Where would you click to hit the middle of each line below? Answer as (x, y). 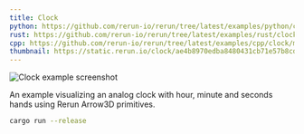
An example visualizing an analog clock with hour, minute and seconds (141, 95)
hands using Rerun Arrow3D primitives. (82, 104)
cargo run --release (48, 121)
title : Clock (34, 18)
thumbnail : (30, 52)
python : (24, 26)
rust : (19, 34)
